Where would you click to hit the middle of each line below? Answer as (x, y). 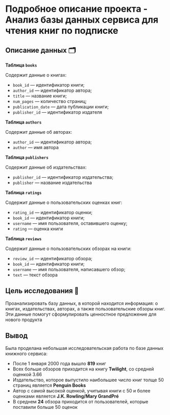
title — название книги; (40, 96)
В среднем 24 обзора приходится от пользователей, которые (80, 401)
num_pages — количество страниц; (50, 101)
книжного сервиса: (26, 354)
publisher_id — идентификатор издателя (57, 112)
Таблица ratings (24, 192)
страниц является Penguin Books (49, 385)
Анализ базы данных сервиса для (82, 20)
